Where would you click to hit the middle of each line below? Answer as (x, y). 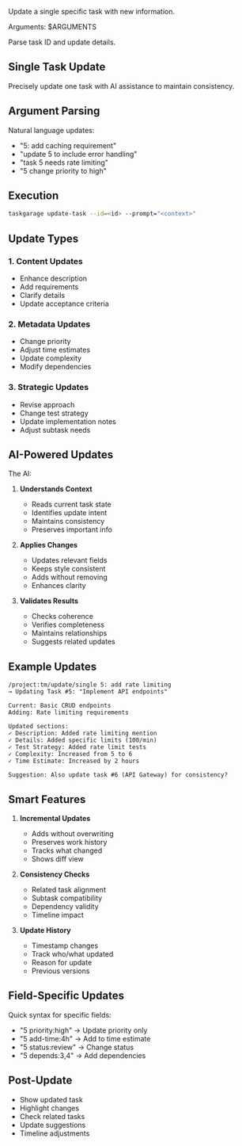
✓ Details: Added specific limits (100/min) (83, 740)
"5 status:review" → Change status (77, 1047)
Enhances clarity (59, 586)
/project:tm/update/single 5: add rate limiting (90, 685)
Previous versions (60, 971)
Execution (34, 196)
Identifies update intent (69, 513)
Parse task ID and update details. (62, 42)
